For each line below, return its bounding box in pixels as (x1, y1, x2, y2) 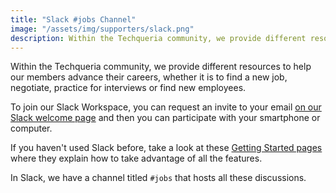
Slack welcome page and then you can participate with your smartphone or (10, 112, 321, 124)
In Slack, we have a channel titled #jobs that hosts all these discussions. (10, 172, 307, 184)
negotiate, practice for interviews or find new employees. (10, 82, 247, 94)
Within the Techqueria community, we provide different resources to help (10, 61, 312, 73)
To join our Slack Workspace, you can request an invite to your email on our (10, 101, 322, 113)
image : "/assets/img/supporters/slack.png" (10, 24, 195, 34)
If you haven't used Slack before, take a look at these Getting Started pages (10, 142, 323, 154)
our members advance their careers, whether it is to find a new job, (10, 71, 288, 83)
